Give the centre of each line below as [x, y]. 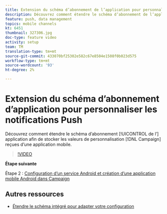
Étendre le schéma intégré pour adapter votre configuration [73, 206]
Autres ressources [35, 194]
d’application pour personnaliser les [81, 109]
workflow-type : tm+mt [28, 61]
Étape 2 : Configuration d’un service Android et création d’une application [80, 173]
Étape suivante [21, 163]
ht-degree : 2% [20, 70]
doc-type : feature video [31, 38]
